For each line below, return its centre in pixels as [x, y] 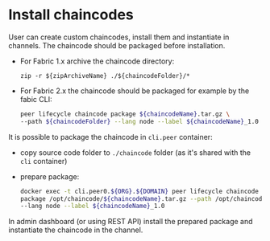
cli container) [44, 161]
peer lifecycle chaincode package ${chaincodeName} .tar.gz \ [125, 114]
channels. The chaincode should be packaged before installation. [117, 45]
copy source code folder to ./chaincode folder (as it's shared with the [135, 152]
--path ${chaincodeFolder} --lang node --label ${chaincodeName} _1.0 [139, 121]
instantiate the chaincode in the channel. [76, 230]
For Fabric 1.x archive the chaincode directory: [97, 61]
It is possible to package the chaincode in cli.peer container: [110, 137]
